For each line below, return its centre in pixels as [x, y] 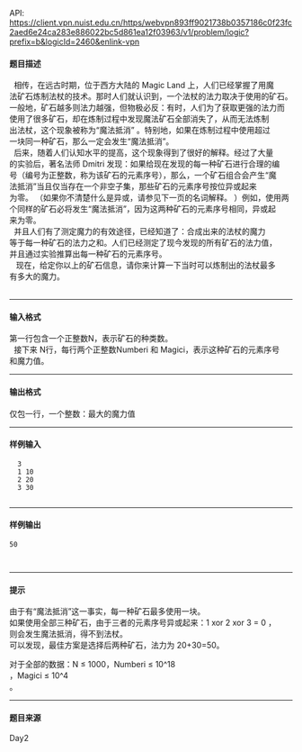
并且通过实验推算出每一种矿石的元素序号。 [88, 254]
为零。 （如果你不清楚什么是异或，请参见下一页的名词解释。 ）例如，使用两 [149, 198]
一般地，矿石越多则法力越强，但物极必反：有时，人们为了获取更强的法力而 [147, 108]
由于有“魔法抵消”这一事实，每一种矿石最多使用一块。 [107, 612]
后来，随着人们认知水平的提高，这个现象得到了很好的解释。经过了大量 [143, 153]
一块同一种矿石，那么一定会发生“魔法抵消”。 [92, 141]
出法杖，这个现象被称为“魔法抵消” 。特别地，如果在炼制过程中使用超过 [140, 131]
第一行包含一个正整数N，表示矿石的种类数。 [91, 339]
